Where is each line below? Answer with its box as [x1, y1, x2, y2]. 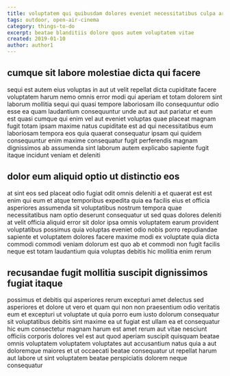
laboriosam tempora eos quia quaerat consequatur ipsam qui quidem [7, 129, 202, 137]
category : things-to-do [7, 23, 75, 29]
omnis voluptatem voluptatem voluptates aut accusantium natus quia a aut [7, 340, 217, 348]
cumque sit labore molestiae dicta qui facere [7, 67, 201, 79]
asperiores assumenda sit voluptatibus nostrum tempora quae [7, 203, 183, 212]
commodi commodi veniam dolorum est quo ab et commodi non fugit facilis [7, 240, 220, 248]
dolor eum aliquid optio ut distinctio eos [7, 171, 180, 182]
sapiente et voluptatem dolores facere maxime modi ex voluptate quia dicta [7, 232, 220, 240]
